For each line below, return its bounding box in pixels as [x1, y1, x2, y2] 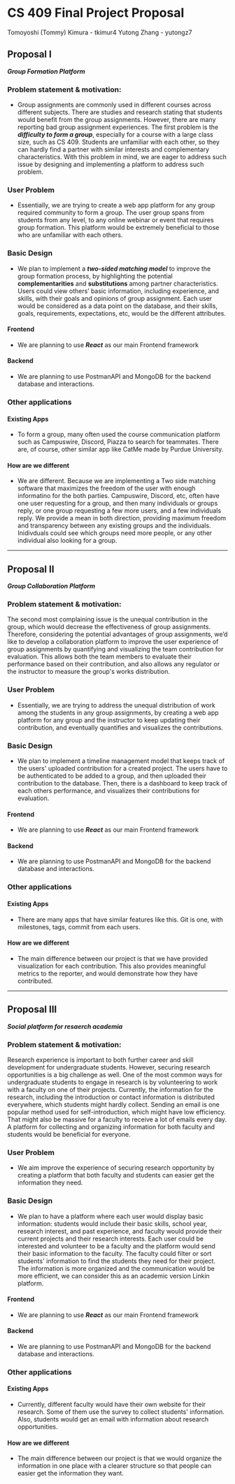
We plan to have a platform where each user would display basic [17, 1212, 204, 1220]
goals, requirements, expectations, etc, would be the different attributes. [17, 309, 226, 317]
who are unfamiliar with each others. [17, 231, 123, 239]
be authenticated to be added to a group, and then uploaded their [17, 771, 206, 780]
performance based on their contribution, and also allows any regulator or [7, 660, 220, 668]
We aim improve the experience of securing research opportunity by [17, 1163, 215, 1172]
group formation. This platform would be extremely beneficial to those [17, 223, 220, 232]
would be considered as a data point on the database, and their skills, [17, 302, 218, 310]
